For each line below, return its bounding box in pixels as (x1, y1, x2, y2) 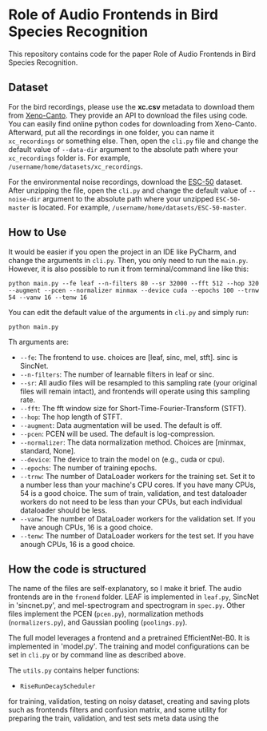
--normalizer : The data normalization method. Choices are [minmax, (19, 437, 246, 447)
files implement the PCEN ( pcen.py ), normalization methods (8, 609, 204, 619)
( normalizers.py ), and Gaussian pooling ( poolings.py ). (8, 617, 188, 627)
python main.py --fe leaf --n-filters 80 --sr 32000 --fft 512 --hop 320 (8, 279, 260, 287)
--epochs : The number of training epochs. (19, 462, 157, 473)
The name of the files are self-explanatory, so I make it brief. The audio (8, 584, 242, 593)
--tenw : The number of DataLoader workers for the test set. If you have (19, 530, 254, 541)
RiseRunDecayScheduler (19, 682, 96, 691)
